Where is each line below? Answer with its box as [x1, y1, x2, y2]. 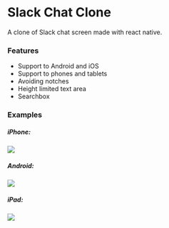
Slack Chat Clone [7, 4, 112, 21]
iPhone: [7, 128, 31, 136]
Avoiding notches [17, 77, 69, 85]
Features [7, 46, 39, 56]
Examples [7, 110, 43, 120]
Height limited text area [17, 85, 87, 93]
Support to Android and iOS [17, 62, 99, 71]
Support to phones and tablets [17, 69, 108, 78]
